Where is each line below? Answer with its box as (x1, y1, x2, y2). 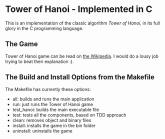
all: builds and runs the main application (12, 96, 94, 102)
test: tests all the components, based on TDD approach (12, 111, 126, 118)
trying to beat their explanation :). (5, 58, 74, 64)
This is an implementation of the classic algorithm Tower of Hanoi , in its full (5, 20, 160, 26)
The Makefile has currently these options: (5, 86, 91, 92)
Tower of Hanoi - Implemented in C (5, 3, 152, 15)
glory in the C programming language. (5, 25, 83, 31)
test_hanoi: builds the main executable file (12, 106, 99, 112)
